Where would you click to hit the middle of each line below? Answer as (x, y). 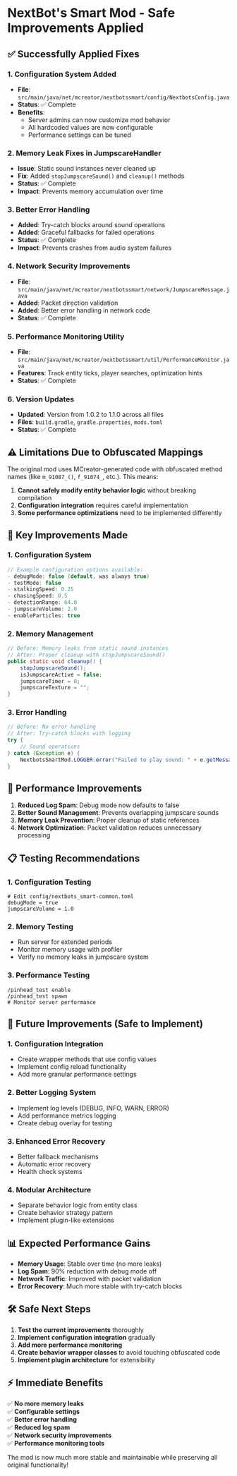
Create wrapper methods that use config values (87, 1059)
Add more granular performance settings (77, 1075)
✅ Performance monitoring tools (56, 1443)
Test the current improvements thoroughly (81, 1330)
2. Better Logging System (52, 1093)
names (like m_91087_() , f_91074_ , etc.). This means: (83, 477)
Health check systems (50, 1171)
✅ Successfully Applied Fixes (73, 54)
